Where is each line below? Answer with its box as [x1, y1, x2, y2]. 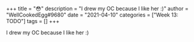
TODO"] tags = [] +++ [6, 18, 60, 24]
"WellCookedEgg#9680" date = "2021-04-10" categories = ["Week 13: [6, 11, 179, 18]
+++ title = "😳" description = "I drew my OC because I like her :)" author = [6, 5, 189, 12]
